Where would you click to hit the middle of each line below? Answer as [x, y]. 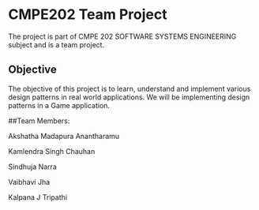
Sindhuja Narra [32, 167]
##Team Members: [39, 121]
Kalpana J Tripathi [38, 197]
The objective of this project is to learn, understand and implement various [129, 88]
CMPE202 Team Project [88, 15]
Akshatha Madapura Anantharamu [64, 136]
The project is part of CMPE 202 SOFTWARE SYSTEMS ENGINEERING [122, 36]
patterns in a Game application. [59, 105]
